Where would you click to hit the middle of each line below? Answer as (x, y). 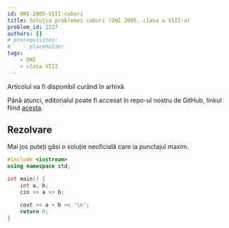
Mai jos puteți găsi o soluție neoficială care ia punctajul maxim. (98, 147)
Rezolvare (30, 130)
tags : (15, 54)
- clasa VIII (39, 66)
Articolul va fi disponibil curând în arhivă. (67, 86)
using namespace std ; (39, 167)
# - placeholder (36, 47)
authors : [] (25, 34)
